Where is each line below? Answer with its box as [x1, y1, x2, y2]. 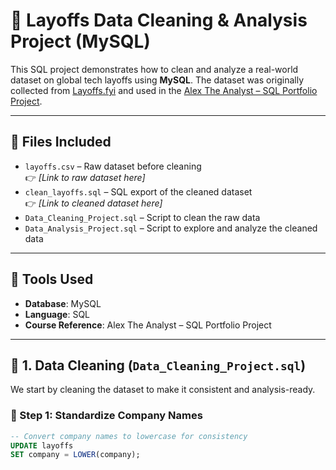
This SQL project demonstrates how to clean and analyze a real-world [10, 63, 299, 75]
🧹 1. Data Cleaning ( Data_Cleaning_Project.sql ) [10, 357, 307, 374]
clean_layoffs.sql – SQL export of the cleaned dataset [24, 185, 253, 198]
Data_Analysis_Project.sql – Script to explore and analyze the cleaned [24, 222, 318, 234]
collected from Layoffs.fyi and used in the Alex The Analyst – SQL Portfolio [10, 84, 318, 96]
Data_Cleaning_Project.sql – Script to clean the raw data [24, 211, 261, 223]
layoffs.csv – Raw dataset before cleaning [24, 160, 202, 172]
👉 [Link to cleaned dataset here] [24, 197, 163, 209]
